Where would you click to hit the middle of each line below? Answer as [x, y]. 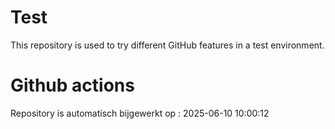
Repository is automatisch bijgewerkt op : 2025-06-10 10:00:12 [140, 113]
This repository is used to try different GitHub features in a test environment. [167, 45]
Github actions [72, 85]
